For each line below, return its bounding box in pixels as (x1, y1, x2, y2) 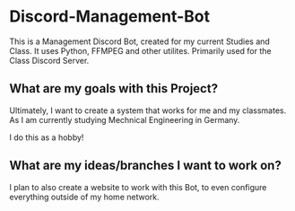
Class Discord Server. (9, 55, 90, 66)
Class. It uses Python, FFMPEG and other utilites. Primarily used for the (9, 45, 272, 56)
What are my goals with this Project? (9, 81, 218, 96)
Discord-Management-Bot (9, 6, 211, 27)
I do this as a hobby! (9, 132, 84, 143)
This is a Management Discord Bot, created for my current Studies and (9, 36, 271, 47)
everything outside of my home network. (9, 191, 160, 202)
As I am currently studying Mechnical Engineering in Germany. (9, 114, 240, 125)
